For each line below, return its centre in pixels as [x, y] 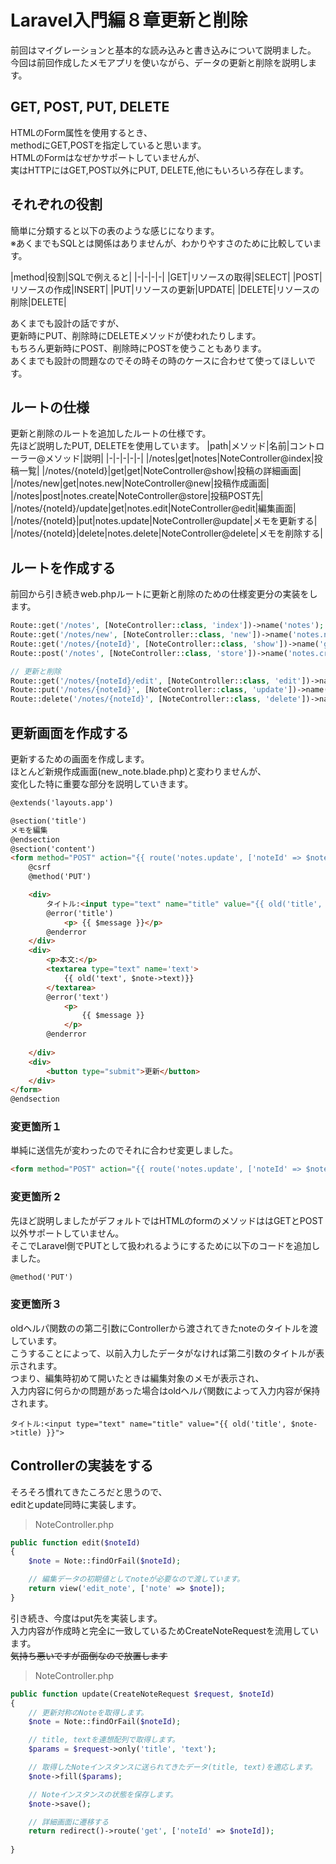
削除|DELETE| [38, 302]
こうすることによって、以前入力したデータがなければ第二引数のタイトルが [163, 1353]
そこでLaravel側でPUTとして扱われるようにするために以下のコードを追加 [161, 1245]
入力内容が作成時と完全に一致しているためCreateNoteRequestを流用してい [164, 1630]
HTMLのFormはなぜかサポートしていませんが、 [107, 157]
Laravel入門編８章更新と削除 [129, 20]
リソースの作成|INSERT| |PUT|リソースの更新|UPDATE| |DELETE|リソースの [165, 289]
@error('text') [78, 997]
